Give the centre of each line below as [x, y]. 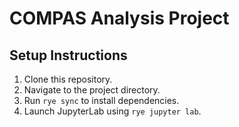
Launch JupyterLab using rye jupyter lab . [112, 111]
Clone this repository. [68, 79]
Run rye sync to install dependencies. [101, 100]
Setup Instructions [68, 55]
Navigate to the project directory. [92, 90]
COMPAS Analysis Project [119, 18]
